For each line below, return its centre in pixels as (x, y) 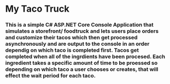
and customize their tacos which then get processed (72, 38)
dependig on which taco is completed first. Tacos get (72, 50)
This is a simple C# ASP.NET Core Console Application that (79, 25)
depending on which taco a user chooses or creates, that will (82, 69)
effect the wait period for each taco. (50, 76)
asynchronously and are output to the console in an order (77, 44)
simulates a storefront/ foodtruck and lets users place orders (82, 31)
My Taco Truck (37, 9)
